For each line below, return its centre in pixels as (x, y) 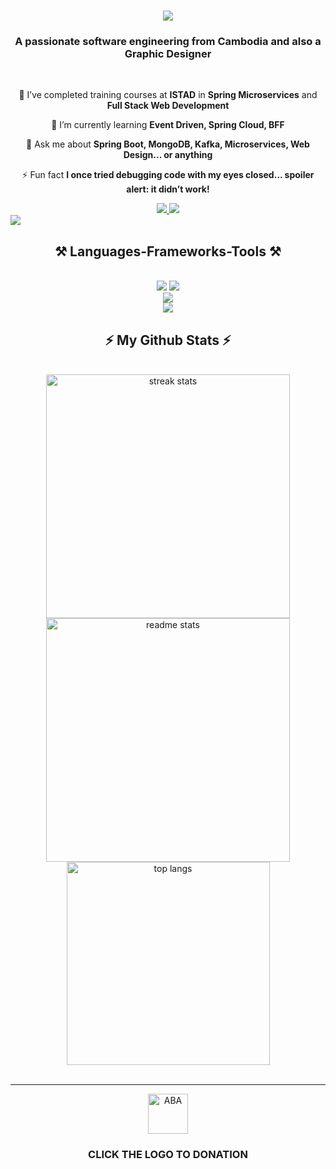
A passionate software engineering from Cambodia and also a (168, 42)
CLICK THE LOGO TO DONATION (168, 1155)
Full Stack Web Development (168, 106)
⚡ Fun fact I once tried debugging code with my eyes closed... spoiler (168, 175)
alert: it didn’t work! (168, 189)
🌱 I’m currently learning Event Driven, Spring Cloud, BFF (168, 125)
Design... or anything (168, 155)
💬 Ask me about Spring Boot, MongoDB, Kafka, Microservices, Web (168, 144)
